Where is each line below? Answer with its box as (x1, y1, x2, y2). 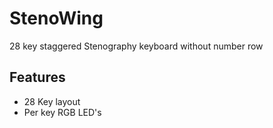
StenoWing (9, 7, 104, 30)
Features (9, 69, 66, 86)
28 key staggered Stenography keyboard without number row (9, 40, 264, 52)
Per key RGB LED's (23, 106, 102, 118)
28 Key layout (23, 95, 81, 107)
